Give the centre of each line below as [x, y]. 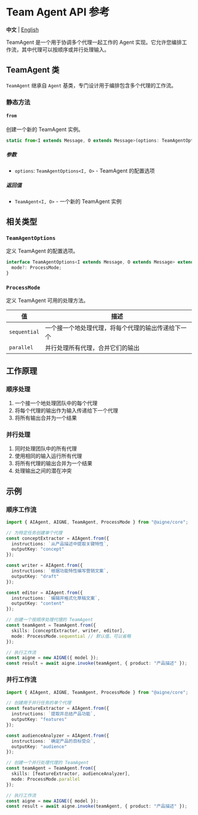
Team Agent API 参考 [58, 12]
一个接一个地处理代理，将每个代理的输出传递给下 [113, 328]
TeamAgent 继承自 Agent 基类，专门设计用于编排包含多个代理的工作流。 [91, 85]
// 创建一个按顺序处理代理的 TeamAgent [49, 620]
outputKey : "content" [38, 603]
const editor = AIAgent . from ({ [44, 592]
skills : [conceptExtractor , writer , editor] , [68, 631]
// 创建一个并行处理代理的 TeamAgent [47, 763]
